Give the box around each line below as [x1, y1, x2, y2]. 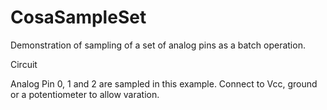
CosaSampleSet [10, 6, 147, 29]
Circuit [10, 58, 38, 70]
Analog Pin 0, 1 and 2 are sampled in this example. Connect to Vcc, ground [10, 77, 318, 90]
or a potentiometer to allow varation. [10, 88, 160, 100]
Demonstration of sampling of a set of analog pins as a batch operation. [10, 39, 306, 51]
